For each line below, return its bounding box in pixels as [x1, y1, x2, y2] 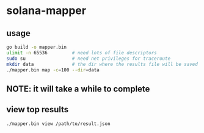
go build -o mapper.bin [6, 44, 67, 50]
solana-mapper [6, 4, 87, 18]
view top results [6, 104, 69, 115]
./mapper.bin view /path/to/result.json [6, 120, 111, 127]
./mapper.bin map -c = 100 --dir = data [6, 66, 100, 73]
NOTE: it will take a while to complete [6, 84, 150, 94]
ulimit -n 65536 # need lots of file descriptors [6, 49, 157, 56]
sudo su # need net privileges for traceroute [6, 56, 171, 62]
